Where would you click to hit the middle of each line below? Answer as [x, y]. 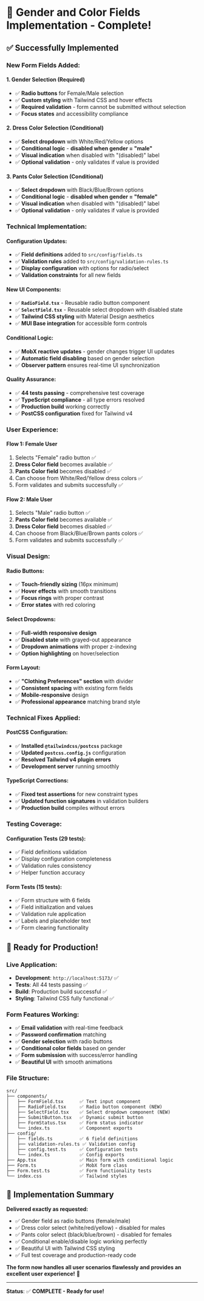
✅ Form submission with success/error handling [76, 1055]
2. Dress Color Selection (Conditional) [55, 128]
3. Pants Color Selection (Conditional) [55, 176]
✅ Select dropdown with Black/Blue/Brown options [79, 190]
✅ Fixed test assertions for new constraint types [76, 794]
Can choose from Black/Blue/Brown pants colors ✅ [79, 533]
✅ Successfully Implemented [63, 48]
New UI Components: [34, 289]
